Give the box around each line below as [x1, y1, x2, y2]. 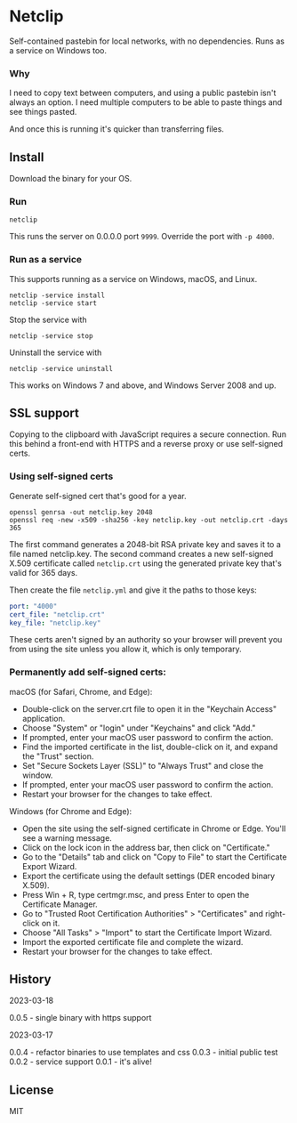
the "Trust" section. [21, 750, 94, 762]
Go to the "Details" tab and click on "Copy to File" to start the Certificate [21, 852, 287, 862]
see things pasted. [9, 107, 77, 117]
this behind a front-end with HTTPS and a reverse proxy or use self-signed [9, 439, 284, 449]
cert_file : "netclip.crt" [9, 610, 105, 619]
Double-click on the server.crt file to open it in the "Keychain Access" [21, 703, 277, 714]
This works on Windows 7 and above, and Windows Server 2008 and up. [9, 380, 277, 391]
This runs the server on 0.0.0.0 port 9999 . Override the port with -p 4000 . [9, 231, 275, 242]
